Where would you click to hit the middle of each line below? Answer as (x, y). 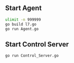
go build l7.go (21, 24)
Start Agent (24, 8)
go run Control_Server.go (32, 56)
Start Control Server (37, 44)
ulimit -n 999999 (23, 19)
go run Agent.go (22, 29)
